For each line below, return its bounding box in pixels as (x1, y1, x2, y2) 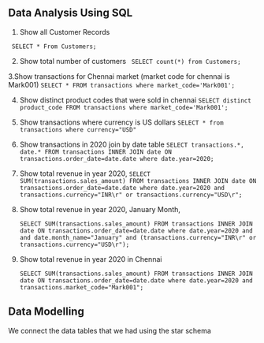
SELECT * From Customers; (11, 43, 97, 50)
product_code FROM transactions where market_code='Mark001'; (19, 103, 229, 111)
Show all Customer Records (19, 27, 110, 36)
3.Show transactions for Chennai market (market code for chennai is (8, 71, 230, 81)
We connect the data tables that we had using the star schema (8, 326, 211, 335)
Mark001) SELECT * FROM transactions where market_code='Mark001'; (8, 80, 235, 89)
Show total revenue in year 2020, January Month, (19, 204, 181, 214)
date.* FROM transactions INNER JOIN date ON (19, 147, 172, 156)
